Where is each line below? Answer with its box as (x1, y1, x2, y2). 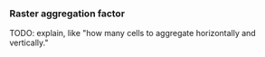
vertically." (9, 37, 49, 48)
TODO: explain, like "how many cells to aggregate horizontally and (9, 28, 256, 39)
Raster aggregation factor (9, 7, 125, 20)
